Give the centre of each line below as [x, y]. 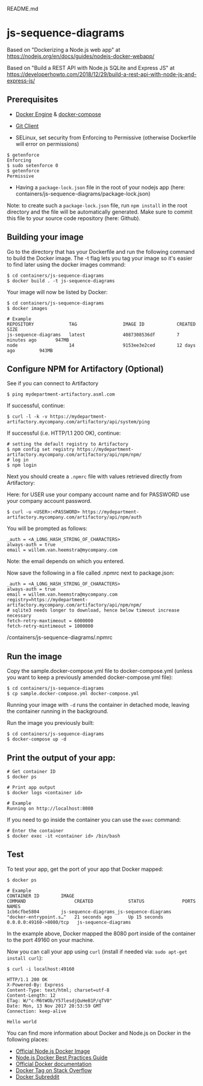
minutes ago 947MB [38, 340]
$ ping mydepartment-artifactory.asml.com [61, 394]
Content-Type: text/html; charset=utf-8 [58, 990]
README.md [23, 9]
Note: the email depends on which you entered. [66, 561]
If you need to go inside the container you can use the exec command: [94, 820]
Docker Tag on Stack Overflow [54, 1070]
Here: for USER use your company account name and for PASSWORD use [98, 494]
